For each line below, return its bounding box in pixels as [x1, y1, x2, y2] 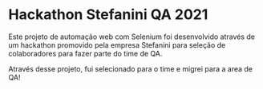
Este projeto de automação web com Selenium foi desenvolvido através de [8, 32, 255, 41]
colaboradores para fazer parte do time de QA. [8, 48, 163, 58]
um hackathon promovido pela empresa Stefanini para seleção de [8, 40, 226, 49]
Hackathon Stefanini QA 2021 [8, 6, 208, 24]
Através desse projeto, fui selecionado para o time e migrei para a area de [8, 64, 253, 73]
